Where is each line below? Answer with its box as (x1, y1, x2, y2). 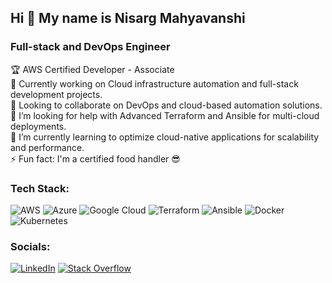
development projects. (10, 88, 103, 100)
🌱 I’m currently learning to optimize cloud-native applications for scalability (10, 131, 320, 143)
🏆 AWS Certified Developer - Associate (10, 63, 175, 75)
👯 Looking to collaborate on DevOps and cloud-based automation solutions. (10, 99, 323, 111)
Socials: (10, 239, 51, 253)
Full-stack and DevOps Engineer (10, 40, 171, 54)
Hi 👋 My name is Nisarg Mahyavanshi (10, 10, 246, 27)
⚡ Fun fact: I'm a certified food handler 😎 (10, 152, 181, 165)
